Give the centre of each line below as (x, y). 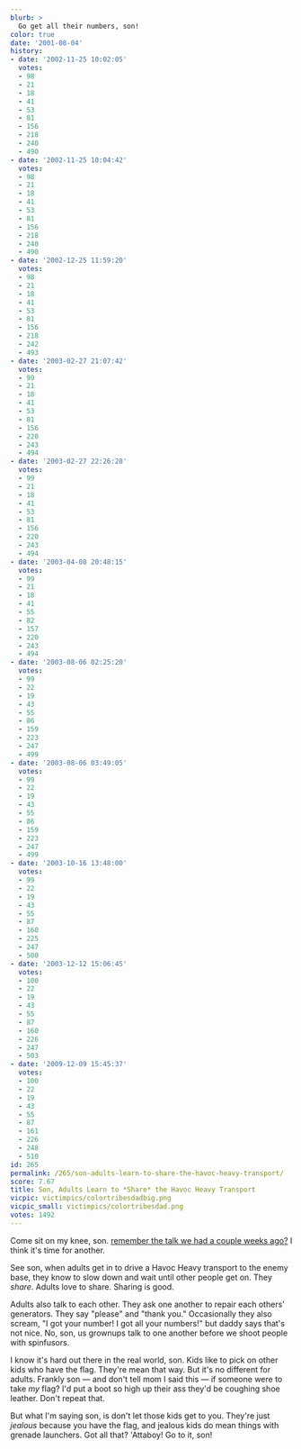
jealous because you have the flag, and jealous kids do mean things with (145, 1425)
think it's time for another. (58, 1250)
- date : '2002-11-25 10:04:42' (69, 160)
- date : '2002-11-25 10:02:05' (69, 59)
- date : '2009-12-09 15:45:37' (69, 1064)
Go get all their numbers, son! (79, 26)
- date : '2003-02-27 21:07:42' (69, 361)
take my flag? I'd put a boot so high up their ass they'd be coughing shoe (146, 1389)
